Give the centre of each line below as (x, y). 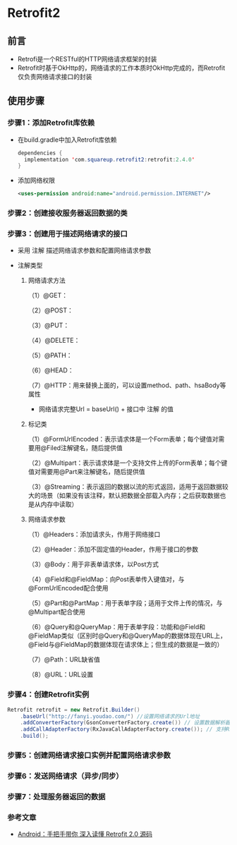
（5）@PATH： (50, 355)
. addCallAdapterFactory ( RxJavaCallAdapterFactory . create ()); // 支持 (123, 729)
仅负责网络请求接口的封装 (55, 77)
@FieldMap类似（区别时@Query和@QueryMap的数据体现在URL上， (127, 636)
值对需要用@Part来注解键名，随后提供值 (86, 472)
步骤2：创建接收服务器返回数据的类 (68, 213)
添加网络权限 (36, 181)
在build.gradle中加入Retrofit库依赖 (67, 140)
